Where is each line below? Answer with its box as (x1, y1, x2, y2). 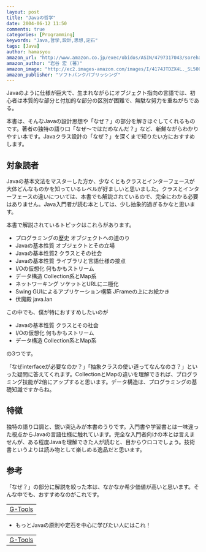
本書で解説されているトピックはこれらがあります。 (6, 221, 135, 229)
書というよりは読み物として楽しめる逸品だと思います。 (6, 445, 145, 453)
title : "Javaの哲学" (6, 15, 56, 21)
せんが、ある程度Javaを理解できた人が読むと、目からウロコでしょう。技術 (6, 438, 195, 445)
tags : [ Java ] (6, 43, 40, 50)
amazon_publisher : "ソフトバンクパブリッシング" (6, 72, 121, 78)
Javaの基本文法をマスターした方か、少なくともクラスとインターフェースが (6, 178, 195, 185)
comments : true (6, 26, 45, 32)
